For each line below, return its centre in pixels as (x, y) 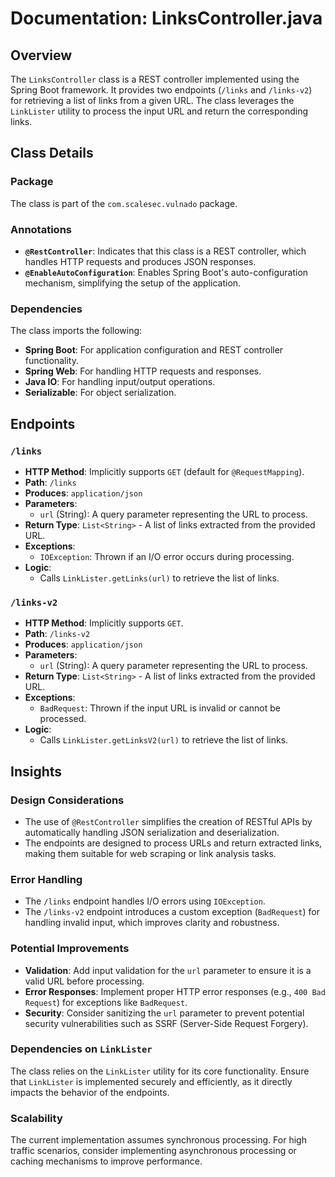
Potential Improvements (70, 949)
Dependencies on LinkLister (81, 1049)
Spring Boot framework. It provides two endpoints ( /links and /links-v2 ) (161, 90)
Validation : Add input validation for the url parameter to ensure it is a (168, 970)
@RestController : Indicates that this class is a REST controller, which (165, 251)
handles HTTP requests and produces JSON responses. (140, 261)
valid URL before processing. (84, 981)
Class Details (52, 153)
